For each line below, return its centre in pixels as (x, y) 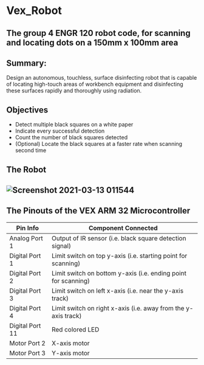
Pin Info (28, 228)
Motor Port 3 (27, 353)
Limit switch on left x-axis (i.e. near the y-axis (117, 291)
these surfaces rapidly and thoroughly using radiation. (74, 91)
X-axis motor (70, 343)
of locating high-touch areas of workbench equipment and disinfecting (95, 84)
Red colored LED (75, 329)
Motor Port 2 (27, 343)
